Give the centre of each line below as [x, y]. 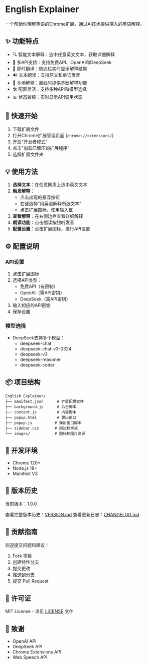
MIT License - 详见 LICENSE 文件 [39, 612]
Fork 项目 [22, 556]
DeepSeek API [27, 647]
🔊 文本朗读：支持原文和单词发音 [46, 75]
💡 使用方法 [22, 172]
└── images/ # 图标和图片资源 [45, 434]
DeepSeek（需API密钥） [45, 299]
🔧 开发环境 [21, 450]
